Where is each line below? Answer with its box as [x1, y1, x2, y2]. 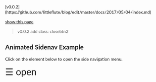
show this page [5, 19, 34, 24]
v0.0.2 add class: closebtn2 [17, 28, 69, 34]
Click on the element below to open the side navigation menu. [5, 56, 123, 62]
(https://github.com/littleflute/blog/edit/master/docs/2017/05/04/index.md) [5, 9, 151, 15]
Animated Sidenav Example [5, 43, 84, 51]
